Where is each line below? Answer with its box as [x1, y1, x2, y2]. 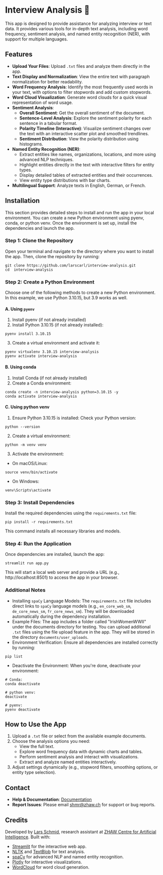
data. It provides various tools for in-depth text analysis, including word [5, 25, 148, 31]
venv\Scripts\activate [5, 488, 51, 492]
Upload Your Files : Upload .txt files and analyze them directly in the [12, 63, 150, 69]
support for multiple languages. [5, 36, 68, 42]
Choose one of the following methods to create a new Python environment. [5, 290, 156, 296]
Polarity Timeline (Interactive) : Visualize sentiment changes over [19, 125, 151, 131]
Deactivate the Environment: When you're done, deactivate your [12, 662, 141, 668]
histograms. [19, 141, 43, 147]
